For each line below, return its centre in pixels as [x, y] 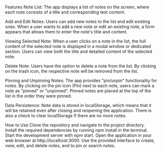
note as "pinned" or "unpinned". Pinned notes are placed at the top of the [78, 91]
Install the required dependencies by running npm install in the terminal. [76, 130]
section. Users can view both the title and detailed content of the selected [79, 51]
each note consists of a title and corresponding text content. [65, 12]
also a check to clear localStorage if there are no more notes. [66, 115]
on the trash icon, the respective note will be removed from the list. [72, 71]
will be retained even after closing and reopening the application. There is [78, 110]
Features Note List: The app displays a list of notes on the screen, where [77, 7]
